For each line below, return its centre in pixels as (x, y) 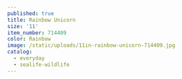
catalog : (20, 52)
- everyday (29, 58)
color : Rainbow (29, 39)
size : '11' (23, 26)
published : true (31, 13)
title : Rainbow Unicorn (42, 20)
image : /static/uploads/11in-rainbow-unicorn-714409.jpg (91, 45)
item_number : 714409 (37, 33)
